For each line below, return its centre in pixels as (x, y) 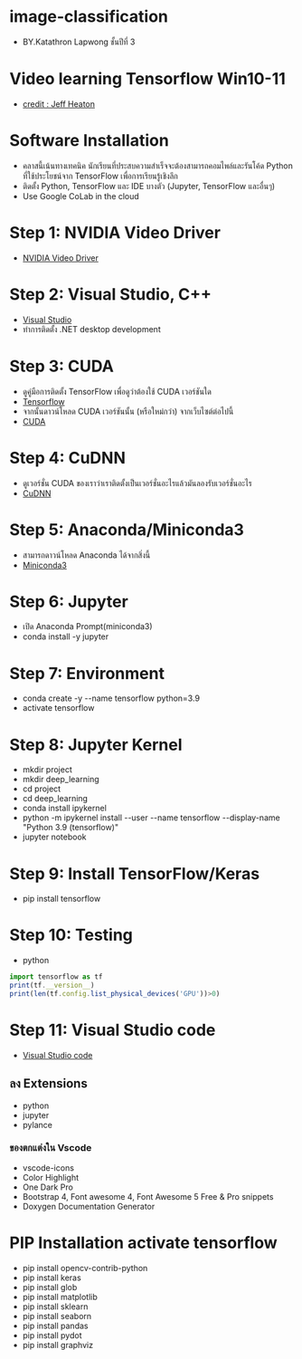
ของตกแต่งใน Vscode (51, 1148)
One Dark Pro (48, 1187)
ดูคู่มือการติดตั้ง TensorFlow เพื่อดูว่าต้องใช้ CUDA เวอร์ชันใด (117, 391)
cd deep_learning (55, 799)
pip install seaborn (57, 1316)
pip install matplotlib (60, 1297)
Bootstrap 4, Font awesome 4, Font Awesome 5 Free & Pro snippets (148, 1196)
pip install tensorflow (61, 899)
